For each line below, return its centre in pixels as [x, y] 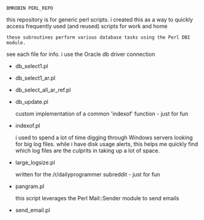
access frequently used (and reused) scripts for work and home [87, 26]
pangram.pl [30, 186]
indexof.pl [28, 126]
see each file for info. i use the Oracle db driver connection [81, 54]
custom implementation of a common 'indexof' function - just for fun [102, 114]
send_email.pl [32, 210]
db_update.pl [32, 102]
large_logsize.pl [35, 163]
